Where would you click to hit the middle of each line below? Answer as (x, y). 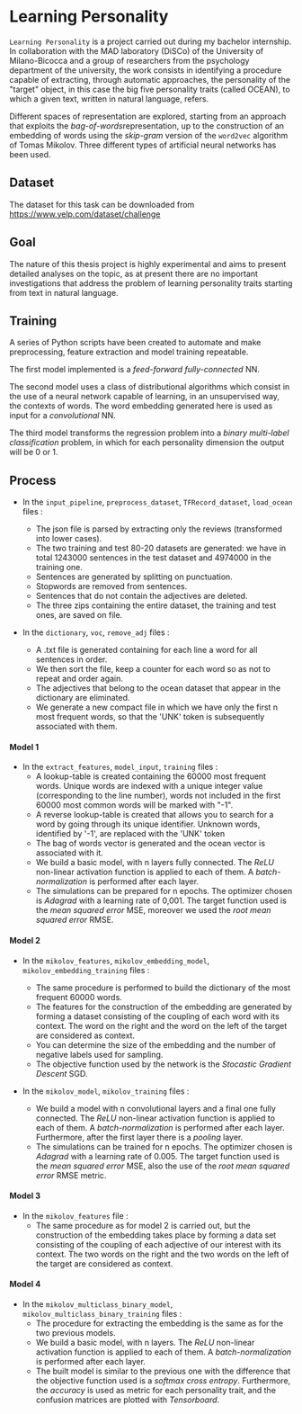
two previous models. (75, 1333)
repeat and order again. (80, 679)
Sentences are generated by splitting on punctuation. (134, 577)
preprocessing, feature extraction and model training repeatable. (129, 352)
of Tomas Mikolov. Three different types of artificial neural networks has (143, 145)
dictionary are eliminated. (83, 698)
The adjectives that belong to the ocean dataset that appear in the (158, 688)
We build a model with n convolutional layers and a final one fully (156, 1108)
